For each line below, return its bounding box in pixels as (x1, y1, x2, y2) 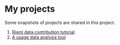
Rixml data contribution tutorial (11, 29, 75, 35)
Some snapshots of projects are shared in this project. (4, 20, 116, 25)
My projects (4, 3, 55, 15)
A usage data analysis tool (11, 34, 66, 40)
